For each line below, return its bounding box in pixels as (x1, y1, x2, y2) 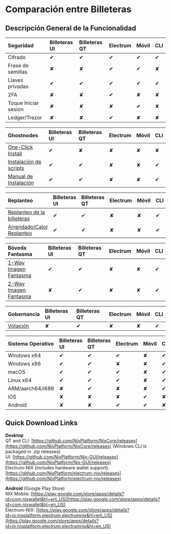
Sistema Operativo (8, 340, 54, 347)
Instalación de (8, 159, 42, 165)
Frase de (8, 62, 29, 69)
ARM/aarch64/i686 (8, 385, 54, 392)
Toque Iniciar (8, 100, 39, 106)
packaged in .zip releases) (5, 448, 61, 454)
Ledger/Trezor (8, 114, 42, 121)
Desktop (5, 432, 24, 438)
